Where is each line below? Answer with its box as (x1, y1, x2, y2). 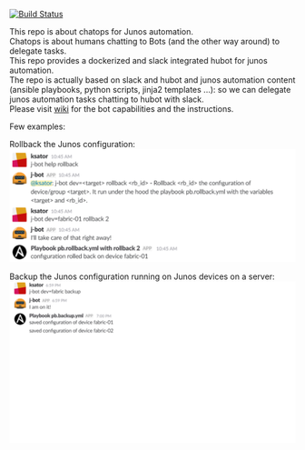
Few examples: (9, 121, 66, 132)
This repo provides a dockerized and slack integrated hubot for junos (9, 55, 268, 65)
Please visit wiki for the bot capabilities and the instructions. (9, 104, 234, 114)
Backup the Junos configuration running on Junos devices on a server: (9, 271, 275, 282)
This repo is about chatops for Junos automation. (9, 26, 193, 36)
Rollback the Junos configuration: (9, 139, 136, 149)
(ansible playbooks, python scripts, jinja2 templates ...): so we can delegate (9, 85, 291, 95)
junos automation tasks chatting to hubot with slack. (9, 94, 204, 105)
